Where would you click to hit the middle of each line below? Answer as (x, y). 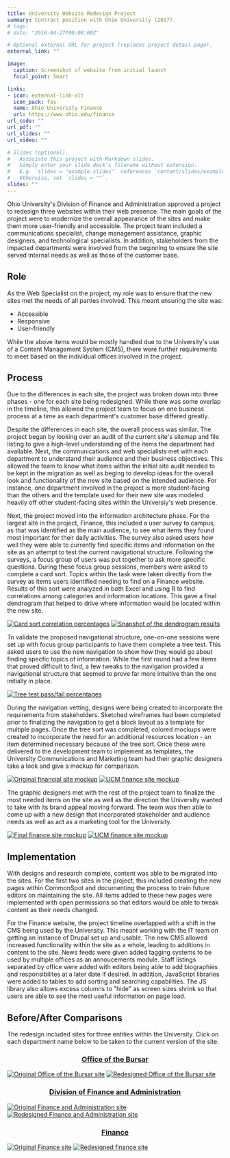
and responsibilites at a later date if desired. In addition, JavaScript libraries (113, 974)
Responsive (33, 321)
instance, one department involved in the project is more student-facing (108, 488)
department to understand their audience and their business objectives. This (115, 459)
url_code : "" (26, 121)
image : (16, 64)
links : (16, 89)
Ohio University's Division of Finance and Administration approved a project (114, 204)
